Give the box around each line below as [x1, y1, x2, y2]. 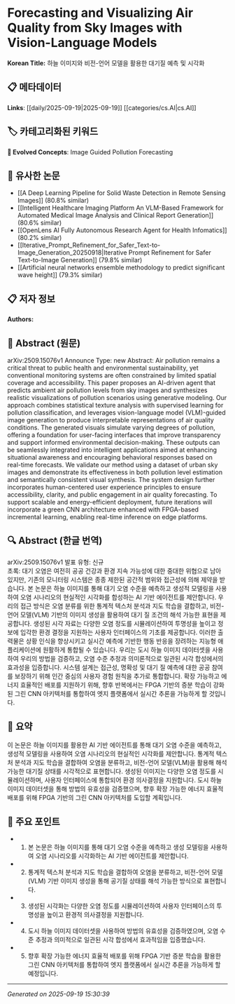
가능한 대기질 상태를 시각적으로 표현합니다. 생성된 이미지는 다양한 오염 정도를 [7, 767, 217, 775]
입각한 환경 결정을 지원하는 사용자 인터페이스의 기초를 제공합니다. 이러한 [20, 628, 217, 636]
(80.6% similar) [17, 219, 62, 227]
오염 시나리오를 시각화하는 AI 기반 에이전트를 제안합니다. [35, 852, 189, 860]
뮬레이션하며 [7, 775, 42, 784]
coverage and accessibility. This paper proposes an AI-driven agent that [7, 379, 215, 387]
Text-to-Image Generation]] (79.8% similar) [17, 256, 143, 265]
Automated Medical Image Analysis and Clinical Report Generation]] [17, 211, 214, 220]
